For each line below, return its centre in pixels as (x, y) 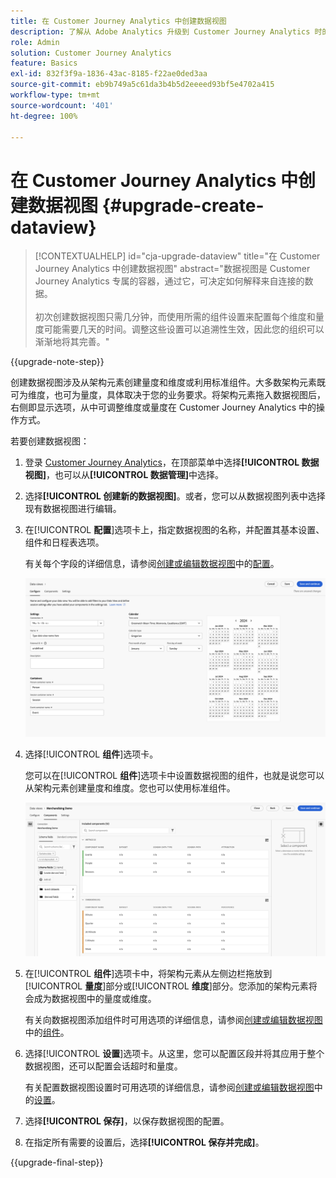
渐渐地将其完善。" (72, 342)
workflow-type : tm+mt (55, 95)
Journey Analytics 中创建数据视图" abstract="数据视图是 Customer (172, 269)
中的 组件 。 (47, 1032)
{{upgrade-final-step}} (57, 1162)
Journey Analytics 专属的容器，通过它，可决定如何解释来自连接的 (169, 281)
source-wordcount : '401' (62, 105)
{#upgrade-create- (183, 205)
